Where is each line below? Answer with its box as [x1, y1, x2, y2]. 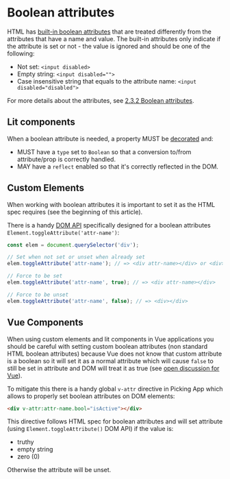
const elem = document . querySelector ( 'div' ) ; [7, 241, 139, 248]
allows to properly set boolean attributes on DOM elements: [7, 392, 175, 400]
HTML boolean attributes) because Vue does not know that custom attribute [7, 349, 222, 358]
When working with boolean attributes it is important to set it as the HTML [7, 200, 216, 208]
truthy [16, 438, 34, 446]
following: [7, 49, 35, 58]
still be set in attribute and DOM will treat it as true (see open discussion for [7, 364, 220, 372]
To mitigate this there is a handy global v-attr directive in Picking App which [7, 384, 223, 393]
